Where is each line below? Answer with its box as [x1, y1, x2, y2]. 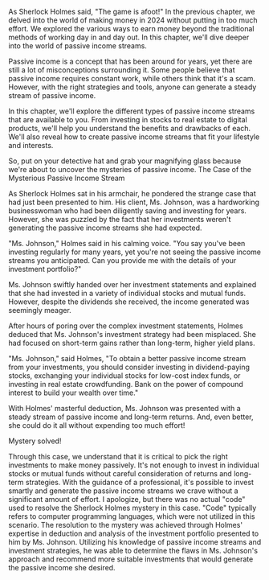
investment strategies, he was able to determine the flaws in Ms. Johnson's [8, 546, 259, 555]
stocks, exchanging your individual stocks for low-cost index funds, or [8, 371, 241, 380]
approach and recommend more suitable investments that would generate [8, 554, 254, 564]
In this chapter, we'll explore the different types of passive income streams [8, 106, 255, 116]
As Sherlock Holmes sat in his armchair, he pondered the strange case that [8, 189, 256, 198]
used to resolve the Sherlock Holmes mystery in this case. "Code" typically [8, 503, 257, 512]
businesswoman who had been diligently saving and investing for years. [8, 206, 247, 216]
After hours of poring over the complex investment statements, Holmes [8, 321, 243, 331]
